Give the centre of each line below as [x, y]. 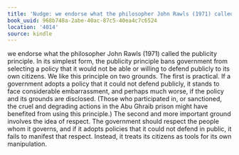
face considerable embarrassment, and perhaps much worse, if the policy [116, 91]
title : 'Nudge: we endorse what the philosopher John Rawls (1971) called [121, 14]
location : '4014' [33, 27]
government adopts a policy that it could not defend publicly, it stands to [113, 84]
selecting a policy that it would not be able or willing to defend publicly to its [118, 69]
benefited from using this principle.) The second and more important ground [119, 114]
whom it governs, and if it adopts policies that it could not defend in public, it [119, 129]
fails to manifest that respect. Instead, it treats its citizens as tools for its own [119, 137]
